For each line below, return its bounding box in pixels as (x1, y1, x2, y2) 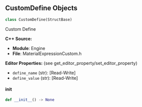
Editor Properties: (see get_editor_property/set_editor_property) (5, 60, 138, 66)
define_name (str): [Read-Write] (12, 69, 76, 76)
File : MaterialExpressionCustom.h (12, 51, 82, 56)
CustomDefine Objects (5, 4, 78, 12)
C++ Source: (5, 36, 32, 42)
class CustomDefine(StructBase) (5, 17, 72, 22)
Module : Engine (12, 45, 46, 51)
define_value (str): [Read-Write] (12, 75, 78, 81)
